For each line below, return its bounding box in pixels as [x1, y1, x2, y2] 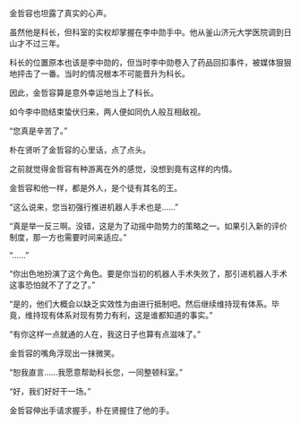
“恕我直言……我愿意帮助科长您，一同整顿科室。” [9, 367, 184, 377]
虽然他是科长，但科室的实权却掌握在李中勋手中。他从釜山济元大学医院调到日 [9, 27, 292, 38]
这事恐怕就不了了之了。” [9, 280, 96, 290]
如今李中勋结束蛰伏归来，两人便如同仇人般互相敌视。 [9, 107, 206, 117]
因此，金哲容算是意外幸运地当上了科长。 [9, 88, 159, 98]
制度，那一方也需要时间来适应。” [9, 232, 127, 242]
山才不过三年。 [9, 39, 64, 48]
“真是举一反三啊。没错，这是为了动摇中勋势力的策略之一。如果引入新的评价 [9, 221, 288, 231]
